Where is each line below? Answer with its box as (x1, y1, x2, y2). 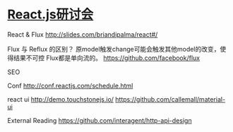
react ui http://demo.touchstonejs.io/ (7, 95, 114, 103)
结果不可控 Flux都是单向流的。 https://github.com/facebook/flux (13, 54, 200, 62)
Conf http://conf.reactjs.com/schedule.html (7, 81, 133, 90)
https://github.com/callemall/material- (115, 95, 226, 103)
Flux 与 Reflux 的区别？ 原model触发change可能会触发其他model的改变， (7, 44, 220, 53)
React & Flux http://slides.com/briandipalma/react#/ (7, 30, 158, 39)
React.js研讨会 (7, 6, 94, 23)
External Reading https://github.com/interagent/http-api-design (7, 116, 192, 124)
